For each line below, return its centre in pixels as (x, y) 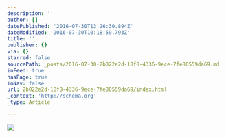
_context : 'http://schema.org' (52, 96)
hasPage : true (27, 77)
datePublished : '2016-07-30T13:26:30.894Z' (70, 26)
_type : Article (29, 102)
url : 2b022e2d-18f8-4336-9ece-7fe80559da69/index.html (87, 89)
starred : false (29, 58)
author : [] (23, 20)
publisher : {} (27, 45)
